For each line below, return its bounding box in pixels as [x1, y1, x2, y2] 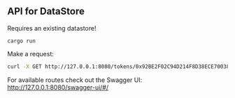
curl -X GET [7, 63, 42, 70]
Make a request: [7, 49, 54, 58]
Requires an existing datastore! [7, 24, 97, 32]
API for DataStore [7, 6, 85, 17]
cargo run [7, 38, 36, 44]
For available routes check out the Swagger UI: [7, 76, 143, 84]
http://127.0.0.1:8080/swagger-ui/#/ [7, 83, 109, 91]
